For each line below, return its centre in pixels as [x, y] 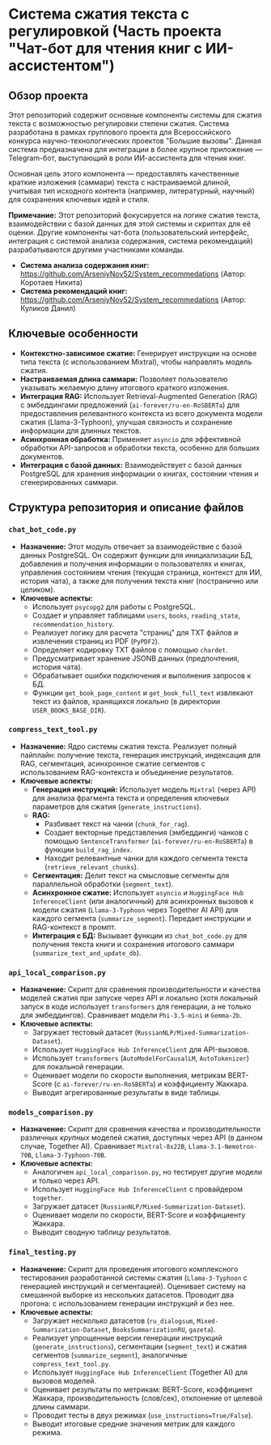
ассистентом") [61, 66]
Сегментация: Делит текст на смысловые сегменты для [131, 875]
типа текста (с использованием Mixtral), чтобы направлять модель [136, 362]
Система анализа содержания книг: [85, 265]
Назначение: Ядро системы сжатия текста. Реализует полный [128, 746]
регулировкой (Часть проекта [115, 31]
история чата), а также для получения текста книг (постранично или [139, 580]
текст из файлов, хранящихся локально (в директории [126, 701]
